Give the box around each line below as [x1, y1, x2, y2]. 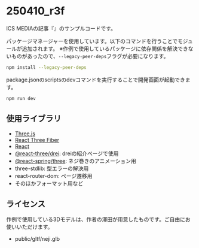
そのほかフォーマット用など [14, 180, 84, 187]
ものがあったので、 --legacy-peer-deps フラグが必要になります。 [11, 52, 169, 59]
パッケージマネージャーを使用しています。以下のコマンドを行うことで [6, 37, 178, 44]
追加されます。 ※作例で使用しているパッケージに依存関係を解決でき [22, 45, 188, 52]
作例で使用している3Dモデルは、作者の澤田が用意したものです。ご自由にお [6, 216, 191, 223]
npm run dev [6, 95, 36, 101]
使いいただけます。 [6, 223, 53, 231]
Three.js [14, 130, 36, 137]
